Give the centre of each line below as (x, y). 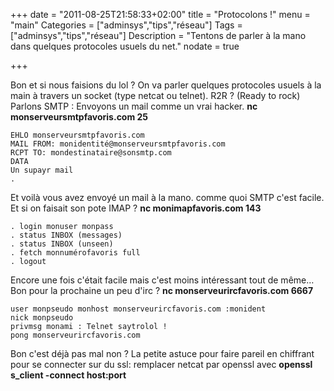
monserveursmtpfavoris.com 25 (79, 117)
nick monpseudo (42, 318)
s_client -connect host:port (68, 375)
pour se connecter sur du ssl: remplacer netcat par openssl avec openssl (161, 364)
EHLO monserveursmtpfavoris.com (77, 135)
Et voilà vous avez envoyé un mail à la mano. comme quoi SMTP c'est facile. (167, 197)
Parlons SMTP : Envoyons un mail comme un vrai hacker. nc (134, 106)
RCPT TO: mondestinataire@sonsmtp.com (91, 153)
